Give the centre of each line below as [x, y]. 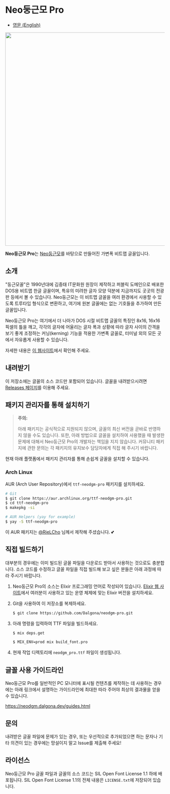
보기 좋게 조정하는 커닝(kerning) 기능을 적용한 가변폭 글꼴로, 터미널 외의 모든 [81, 333]
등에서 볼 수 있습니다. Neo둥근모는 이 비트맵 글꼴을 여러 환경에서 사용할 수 [83, 297]
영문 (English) [27, 25]
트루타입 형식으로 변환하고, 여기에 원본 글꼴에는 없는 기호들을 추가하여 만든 [88, 303]
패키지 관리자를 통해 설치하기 [48, 405]
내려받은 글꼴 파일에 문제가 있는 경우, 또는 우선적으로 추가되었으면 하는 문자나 [81, 736]
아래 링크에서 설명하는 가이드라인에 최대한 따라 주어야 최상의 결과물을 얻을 [88, 690]
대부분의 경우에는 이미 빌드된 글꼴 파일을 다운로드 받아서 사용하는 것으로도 [78, 563]
